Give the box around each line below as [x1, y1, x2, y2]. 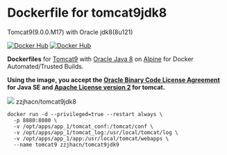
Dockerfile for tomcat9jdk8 [7, 5, 167, 21]
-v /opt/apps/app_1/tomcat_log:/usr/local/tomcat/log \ [13, 129, 178, 136]
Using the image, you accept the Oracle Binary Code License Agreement [7, 75, 220, 84]
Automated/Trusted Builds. [7, 62, 84, 70]
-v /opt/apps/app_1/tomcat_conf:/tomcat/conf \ [13, 123, 154, 130]
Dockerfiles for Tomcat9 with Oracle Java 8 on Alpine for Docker [7, 54, 194, 63]
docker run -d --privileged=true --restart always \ [7, 111, 163, 117]
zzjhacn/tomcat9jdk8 [15, 97, 76, 106]
